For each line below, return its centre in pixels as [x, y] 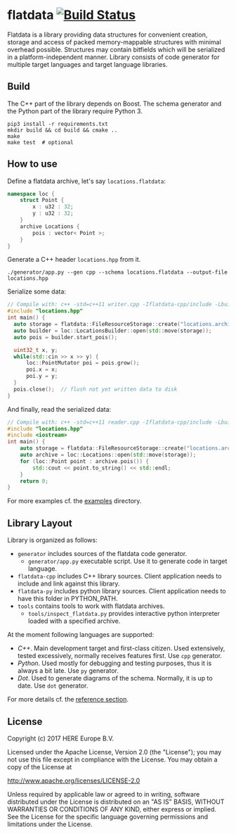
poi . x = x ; [42, 369]
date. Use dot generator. [53, 685]
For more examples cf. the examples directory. [74, 501]
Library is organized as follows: [52, 540]
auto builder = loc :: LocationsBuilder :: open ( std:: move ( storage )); [113, 331]
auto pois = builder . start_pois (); [66, 337]
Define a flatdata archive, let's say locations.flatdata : [87, 181]
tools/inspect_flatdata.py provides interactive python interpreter [124, 614]
